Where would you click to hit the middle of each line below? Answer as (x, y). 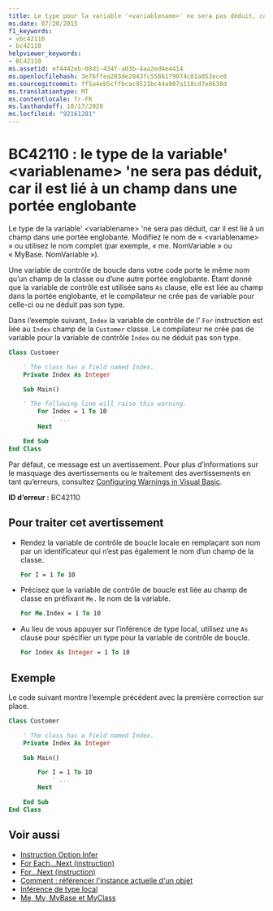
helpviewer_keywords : (45, 54)
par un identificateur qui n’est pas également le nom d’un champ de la (137, 551)
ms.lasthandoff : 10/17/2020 (56, 106)
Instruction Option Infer (59, 854)
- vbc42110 (27, 39)
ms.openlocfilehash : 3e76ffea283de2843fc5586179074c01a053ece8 (118, 76)
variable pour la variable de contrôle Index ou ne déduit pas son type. (125, 337)
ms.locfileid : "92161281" (52, 114)
